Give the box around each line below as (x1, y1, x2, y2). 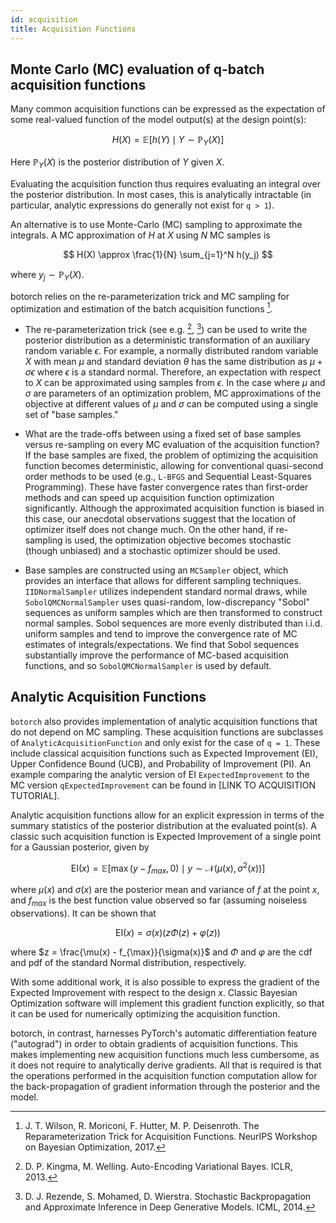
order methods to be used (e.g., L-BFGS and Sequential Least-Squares (24, 471, 312, 483)
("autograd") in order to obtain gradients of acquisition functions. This (10, 1038, 298, 1050)
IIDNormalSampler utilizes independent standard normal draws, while (24, 586, 308, 598)
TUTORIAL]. (10, 789, 60, 801)
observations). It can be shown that (10, 907, 157, 920)
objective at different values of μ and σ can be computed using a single (24, 398, 319, 410)
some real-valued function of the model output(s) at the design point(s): (10, 114, 307, 126)
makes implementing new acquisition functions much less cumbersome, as (10, 1049, 320, 1061)
